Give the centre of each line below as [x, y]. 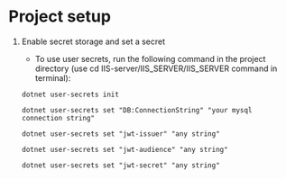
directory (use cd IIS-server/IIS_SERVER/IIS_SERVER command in [156, 68]
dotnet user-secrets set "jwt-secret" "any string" [120, 165]
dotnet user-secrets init [70, 94]
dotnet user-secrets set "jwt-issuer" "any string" [120, 134]
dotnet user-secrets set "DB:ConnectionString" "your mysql [137, 110]
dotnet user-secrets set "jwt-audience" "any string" [125, 149]
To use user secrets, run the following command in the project [150, 58]
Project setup [60, 17]
